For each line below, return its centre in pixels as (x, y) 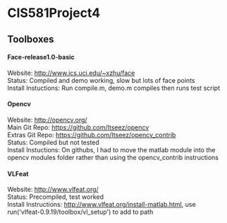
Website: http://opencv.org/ (47, 120)
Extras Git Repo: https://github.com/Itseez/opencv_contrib (92, 135)
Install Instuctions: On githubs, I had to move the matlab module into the (111, 149)
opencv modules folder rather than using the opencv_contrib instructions (113, 157)
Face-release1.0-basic (41, 57)
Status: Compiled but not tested (54, 142)
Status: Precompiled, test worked (56, 197)
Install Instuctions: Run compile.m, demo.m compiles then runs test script (114, 88)
